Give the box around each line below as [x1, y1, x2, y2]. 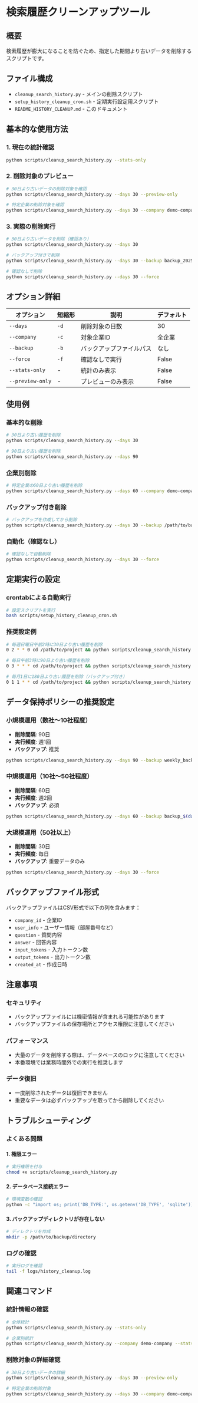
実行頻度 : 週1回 [14, 738, 51, 745]
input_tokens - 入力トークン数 [14, 946, 88, 953]
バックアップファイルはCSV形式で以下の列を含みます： [6, 904, 141, 911]
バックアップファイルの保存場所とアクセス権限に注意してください [14, 1020, 175, 1027]
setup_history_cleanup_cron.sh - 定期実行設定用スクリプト [14, 98, 159, 105]
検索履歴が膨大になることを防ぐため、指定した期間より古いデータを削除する [6, 48, 192, 54]
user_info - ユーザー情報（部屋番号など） [14, 924, 117, 931]
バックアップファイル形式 [6, 887, 99, 897]
